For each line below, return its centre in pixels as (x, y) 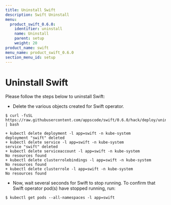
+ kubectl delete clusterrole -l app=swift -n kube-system (69, 169)
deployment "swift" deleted (35, 138)
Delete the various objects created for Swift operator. (68, 106)
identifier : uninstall (38, 29)
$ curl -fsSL (19, 116)
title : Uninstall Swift (31, 10)
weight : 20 (26, 43)
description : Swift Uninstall (37, 15)
